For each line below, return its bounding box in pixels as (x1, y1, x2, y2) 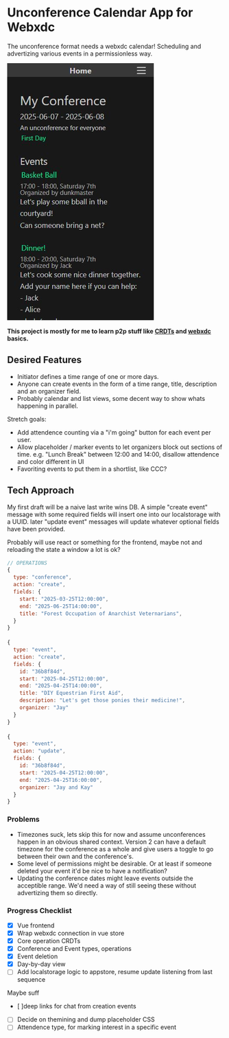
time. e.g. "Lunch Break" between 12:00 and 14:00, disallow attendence (16, 450, 219, 458)
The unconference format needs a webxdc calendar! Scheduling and (7, 42, 202, 50)
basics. (7, 334, 29, 343)
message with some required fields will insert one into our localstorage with (7, 510, 221, 518)
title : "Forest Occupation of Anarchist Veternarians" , (19, 610, 183, 617)
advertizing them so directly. (16, 888, 98, 897)
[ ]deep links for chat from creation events (16, 1002, 136, 1011)
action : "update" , (13, 748, 67, 754)
